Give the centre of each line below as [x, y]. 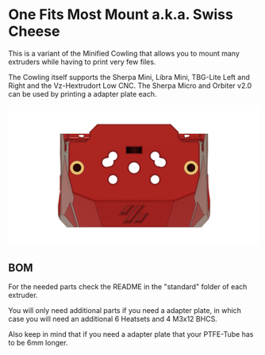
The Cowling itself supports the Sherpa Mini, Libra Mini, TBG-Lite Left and [129, 77]
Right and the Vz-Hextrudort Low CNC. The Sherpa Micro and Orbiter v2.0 [130, 86]
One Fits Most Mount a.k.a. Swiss [121, 15]
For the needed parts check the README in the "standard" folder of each [128, 287]
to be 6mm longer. [38, 343]
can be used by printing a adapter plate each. [83, 94]
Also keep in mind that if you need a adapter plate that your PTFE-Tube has [131, 334]
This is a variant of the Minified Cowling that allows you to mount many [124, 53]
